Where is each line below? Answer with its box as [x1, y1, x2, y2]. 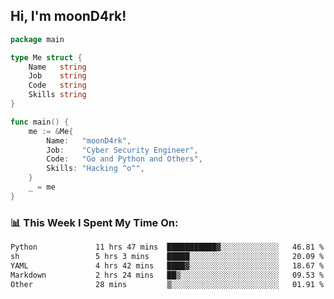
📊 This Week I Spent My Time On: [10, 215, 179, 229]
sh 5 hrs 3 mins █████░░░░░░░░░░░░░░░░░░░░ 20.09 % [10, 251, 325, 261]
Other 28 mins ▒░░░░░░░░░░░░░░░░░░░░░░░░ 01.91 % [10, 279, 325, 289]
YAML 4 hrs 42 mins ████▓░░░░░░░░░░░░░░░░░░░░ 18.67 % [10, 260, 325, 271]
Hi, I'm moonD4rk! [10, 8, 127, 25]
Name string [28, 62, 87, 72]
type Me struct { [10, 52, 83, 63]
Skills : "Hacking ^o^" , [46, 164, 145, 174]
